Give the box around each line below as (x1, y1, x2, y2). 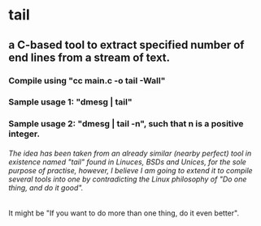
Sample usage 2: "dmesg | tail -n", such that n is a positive (8, 118, 244, 130)
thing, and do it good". (8, 182, 84, 192)
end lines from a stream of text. (8, 50, 171, 64)
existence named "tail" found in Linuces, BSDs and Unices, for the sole (8, 156, 246, 167)
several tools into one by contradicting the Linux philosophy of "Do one (8, 174, 247, 184)
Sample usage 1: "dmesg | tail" (8, 96, 133, 108)
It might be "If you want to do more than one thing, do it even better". (8, 208, 240, 218)
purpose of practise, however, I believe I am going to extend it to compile (8, 165, 254, 175)
